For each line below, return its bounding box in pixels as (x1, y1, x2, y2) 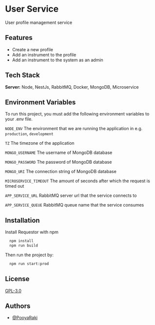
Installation (5, 216, 40, 225)
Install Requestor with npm (5, 229, 58, 235)
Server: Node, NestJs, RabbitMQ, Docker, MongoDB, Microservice (5, 84, 139, 90)
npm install (9, 239, 34, 244)
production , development (5, 131, 54, 137)
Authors (5, 302, 31, 310)
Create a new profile (12, 46, 54, 52)
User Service (5, 3, 59, 15)
